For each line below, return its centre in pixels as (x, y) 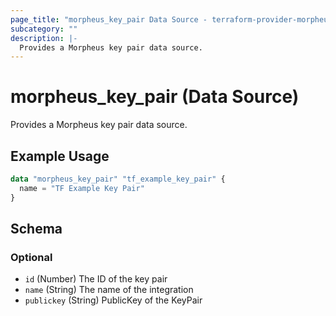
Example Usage (60, 156)
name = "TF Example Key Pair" (82, 188)
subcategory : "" (44, 29)
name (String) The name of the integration (109, 290)
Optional (31, 257)
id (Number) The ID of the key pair (96, 279)
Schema (36, 229)
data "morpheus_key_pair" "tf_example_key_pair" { (118, 179)
